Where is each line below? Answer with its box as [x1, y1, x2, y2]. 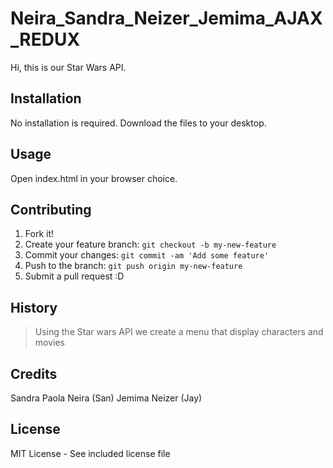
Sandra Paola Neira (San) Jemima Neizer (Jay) [10, 392, 203, 404]
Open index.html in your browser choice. [10, 172, 178, 184]
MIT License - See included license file [10, 447, 171, 459]
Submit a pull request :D [24, 270, 125, 282]
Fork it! [24, 228, 55, 240]
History [10, 299, 58, 316]
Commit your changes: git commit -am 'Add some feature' [24, 249, 270, 261]
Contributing [10, 201, 92, 218]
